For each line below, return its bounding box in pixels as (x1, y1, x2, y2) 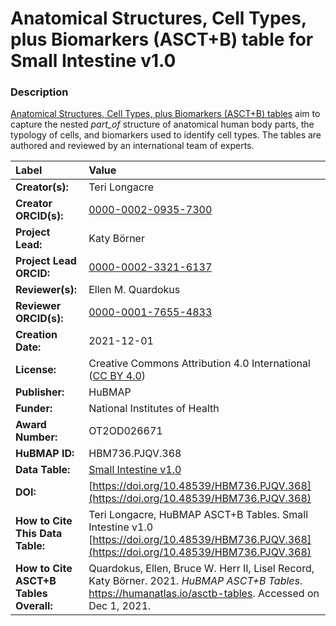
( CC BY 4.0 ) (88, 369, 147, 383)
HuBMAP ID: (15, 447, 75, 461)
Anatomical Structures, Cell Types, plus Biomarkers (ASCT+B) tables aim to (10, 108, 321, 120)
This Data (15, 527, 63, 541)
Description (10, 85, 69, 99)
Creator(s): (15, 180, 69, 194)
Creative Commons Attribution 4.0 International (88, 357, 311, 371)
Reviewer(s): (15, 283, 77, 297)
